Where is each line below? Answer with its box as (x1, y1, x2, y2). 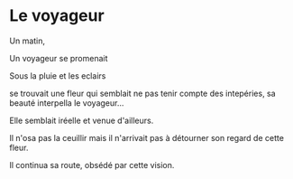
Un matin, (9, 35, 46, 46)
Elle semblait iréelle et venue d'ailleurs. (9, 115, 154, 126)
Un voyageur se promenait (9, 52, 108, 63)
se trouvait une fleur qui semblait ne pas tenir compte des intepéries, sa (9, 88, 277, 99)
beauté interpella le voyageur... (9, 97, 124, 108)
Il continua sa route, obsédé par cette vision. (9, 159, 175, 170)
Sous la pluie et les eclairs (9, 70, 106, 81)
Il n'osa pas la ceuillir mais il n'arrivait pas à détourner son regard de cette (9, 132, 284, 143)
